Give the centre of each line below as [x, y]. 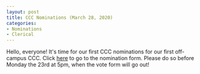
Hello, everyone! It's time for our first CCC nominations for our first [90, 52]
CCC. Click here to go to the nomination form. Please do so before [111, 58]
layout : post [23, 12]
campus [16, 58]
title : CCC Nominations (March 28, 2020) [60, 18]
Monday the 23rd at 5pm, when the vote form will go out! [78, 65]
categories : [21, 23]
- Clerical [20, 35]
